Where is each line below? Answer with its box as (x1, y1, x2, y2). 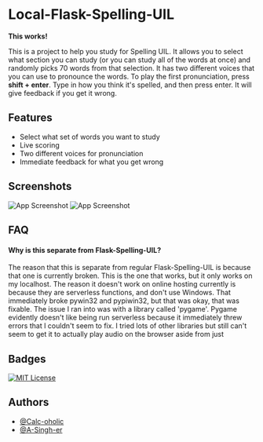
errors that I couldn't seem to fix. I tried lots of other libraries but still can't (8, 321, 247, 331)
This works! (8, 31, 48, 41)
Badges (8, 352, 46, 366)
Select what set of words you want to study (19, 132, 161, 141)
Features (8, 111, 53, 125)
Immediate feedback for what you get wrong (19, 157, 164, 166)
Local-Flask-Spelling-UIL (8, 5, 175, 24)
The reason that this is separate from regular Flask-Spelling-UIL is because (8, 263, 251, 272)
